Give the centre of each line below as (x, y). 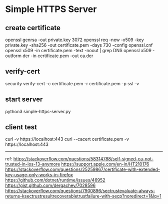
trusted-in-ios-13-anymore (33, 164)
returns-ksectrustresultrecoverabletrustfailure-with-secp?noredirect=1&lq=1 (83, 196)
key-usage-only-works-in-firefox (39, 175)
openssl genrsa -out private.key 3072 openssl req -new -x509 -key (74, 40)
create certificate (33, 28)
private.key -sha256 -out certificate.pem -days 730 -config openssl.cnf (79, 45)
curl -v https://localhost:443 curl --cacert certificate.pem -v (67, 139)
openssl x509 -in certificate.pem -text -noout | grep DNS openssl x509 (78, 50)
